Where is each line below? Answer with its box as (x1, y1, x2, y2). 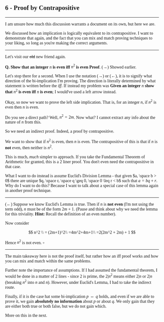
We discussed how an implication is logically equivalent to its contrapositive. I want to (5, 30, 153, 36)
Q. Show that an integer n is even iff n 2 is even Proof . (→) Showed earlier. (5, 63, 137, 70)
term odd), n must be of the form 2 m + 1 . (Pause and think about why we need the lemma (5, 206, 158, 212)
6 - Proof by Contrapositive (5, 4, 80, 12)
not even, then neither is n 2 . (5, 144, 53, 150)
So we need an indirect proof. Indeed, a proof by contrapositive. (5, 129, 115, 134)
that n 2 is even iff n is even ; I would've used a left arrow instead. (5, 88, 117, 95)
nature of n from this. (5, 120, 41, 125)
